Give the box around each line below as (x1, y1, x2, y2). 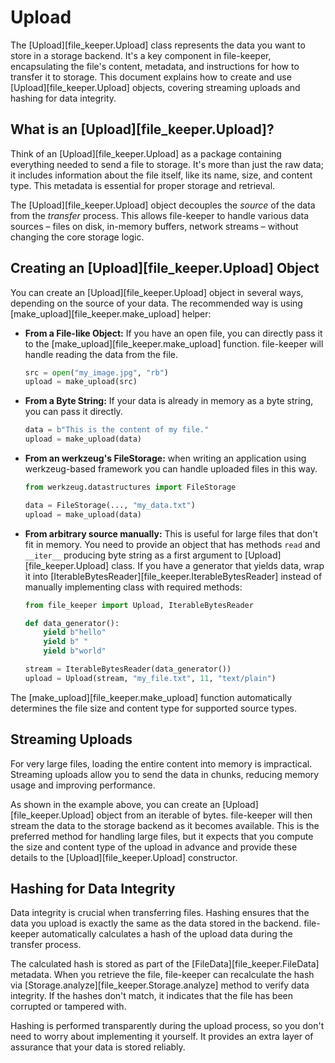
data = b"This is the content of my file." (24, 425, 210, 435)
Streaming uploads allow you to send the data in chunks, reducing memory (10, 768, 320, 780)
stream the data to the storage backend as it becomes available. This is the (10, 819, 320, 831)
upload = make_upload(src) (24, 377, 138, 387)
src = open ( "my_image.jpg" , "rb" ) (24, 367, 169, 378)
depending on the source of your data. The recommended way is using (10, 297, 303, 309)
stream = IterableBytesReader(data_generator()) (24, 664, 232, 675)
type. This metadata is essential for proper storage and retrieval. (10, 179, 276, 191)
